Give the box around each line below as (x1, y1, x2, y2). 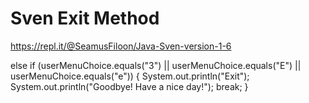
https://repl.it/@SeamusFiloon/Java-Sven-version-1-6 (10, 40, 232, 52)
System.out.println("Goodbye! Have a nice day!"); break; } (10, 80, 249, 92)
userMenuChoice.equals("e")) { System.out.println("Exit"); (10, 70, 250, 82)
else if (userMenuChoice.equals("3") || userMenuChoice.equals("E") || (10, 59, 302, 71)
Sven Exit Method (10, 7, 160, 30)
